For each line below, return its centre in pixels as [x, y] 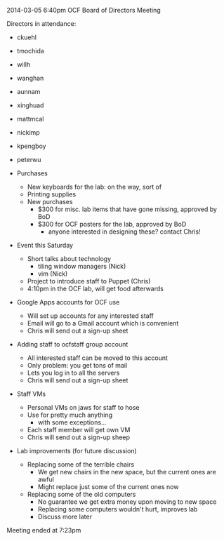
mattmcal [30, 119]
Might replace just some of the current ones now [108, 487]
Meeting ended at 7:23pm [44, 530]
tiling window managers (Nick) [82, 266]
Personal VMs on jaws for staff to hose [83, 407]
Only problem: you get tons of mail [77, 365]
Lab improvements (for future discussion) [77, 451]
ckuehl [26, 37]
